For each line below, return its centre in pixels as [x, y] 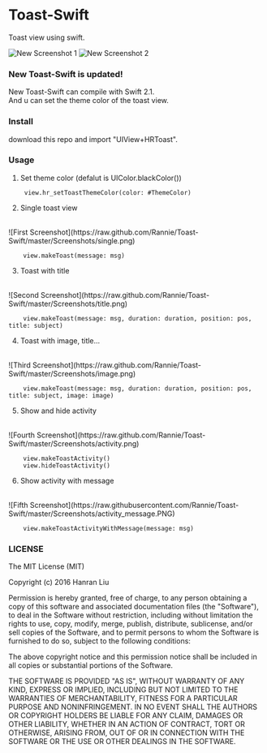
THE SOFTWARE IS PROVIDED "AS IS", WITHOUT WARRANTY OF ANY [127, 681]
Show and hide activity [58, 411]
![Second [24, 295]
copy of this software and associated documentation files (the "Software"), [134, 607]
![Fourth [22, 435]
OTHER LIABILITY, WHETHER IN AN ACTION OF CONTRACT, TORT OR [127, 725]
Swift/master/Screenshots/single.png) [72, 240]
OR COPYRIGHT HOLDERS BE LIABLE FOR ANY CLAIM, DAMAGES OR [126, 716]
